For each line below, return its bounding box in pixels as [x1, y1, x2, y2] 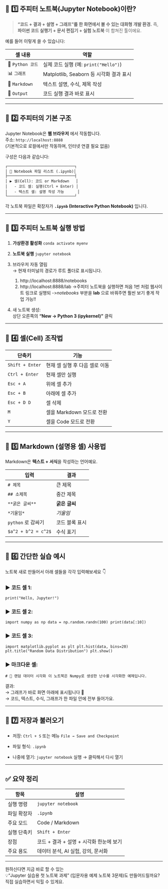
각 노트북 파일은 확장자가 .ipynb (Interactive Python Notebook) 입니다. [5, 203, 148, 209]
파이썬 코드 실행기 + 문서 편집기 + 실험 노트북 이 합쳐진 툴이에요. [17, 27, 142, 34]
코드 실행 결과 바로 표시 [43, 90, 95, 97]
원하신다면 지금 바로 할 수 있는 [5, 866, 64, 872]
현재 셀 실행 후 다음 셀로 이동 [45, 362, 109, 369]
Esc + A [7, 381, 26, 387]
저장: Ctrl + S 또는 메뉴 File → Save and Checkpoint [12, 733, 119, 739]
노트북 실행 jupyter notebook [12, 251, 71, 257]
